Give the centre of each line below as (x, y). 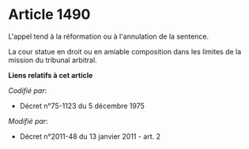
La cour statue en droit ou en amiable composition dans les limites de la (125, 51)
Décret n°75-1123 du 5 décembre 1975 (82, 106)
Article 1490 (49, 15)
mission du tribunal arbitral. (53, 60)
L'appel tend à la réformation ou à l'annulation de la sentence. (109, 36)
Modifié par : (28, 121)
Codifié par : (28, 90)
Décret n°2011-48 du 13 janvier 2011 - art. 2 (90, 136)
